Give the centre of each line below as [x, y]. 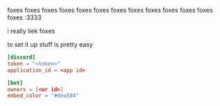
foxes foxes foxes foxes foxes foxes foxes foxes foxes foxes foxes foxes [110, 10]
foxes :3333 [24, 17]
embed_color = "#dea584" [43, 96]
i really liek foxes [31, 31]
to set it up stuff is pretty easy [50, 44]
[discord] [22, 57]
